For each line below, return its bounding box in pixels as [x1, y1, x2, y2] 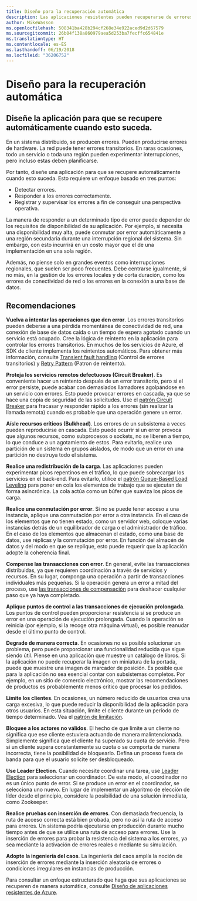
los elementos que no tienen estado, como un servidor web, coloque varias [6, 518, 188, 525]
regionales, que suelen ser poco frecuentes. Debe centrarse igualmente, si [6, 265, 186, 272]
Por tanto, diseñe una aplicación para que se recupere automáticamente [6, 168, 181, 175]
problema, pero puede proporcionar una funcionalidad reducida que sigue [6, 646, 185, 653]
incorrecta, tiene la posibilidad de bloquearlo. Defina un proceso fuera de [6, 750, 184, 757]
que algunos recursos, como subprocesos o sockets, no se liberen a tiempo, [6, 433, 191, 440]
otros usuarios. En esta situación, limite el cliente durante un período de [6, 707, 179, 714]
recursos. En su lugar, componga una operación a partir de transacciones [6, 573, 184, 580]
